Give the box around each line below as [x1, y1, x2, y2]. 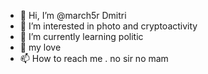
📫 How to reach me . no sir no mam [19, 53, 169, 64]
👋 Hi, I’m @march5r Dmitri [19, 10, 127, 21]
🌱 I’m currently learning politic [19, 31, 144, 42]
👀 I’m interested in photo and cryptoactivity [19, 20, 198, 32]
